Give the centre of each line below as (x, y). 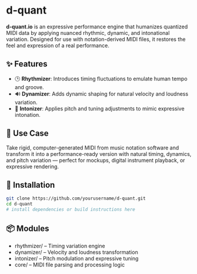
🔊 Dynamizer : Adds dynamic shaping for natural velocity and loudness (101, 94)
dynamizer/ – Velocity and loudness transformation (76, 252)
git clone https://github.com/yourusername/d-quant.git (76, 198)
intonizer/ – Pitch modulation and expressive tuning (76, 258)
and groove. (29, 87)
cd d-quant (19, 204)
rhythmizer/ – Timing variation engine (60, 246)
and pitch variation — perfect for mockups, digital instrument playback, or (96, 160)
